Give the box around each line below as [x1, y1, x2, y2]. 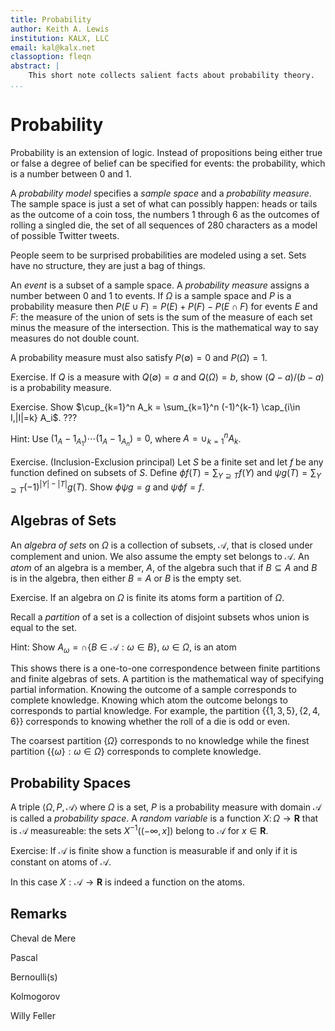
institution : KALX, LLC [10, 33, 110, 43]
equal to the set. [10, 621, 78, 633]
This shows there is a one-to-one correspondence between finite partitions [10, 662, 321, 675]
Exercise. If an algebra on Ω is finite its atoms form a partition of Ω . [10, 591, 285, 603]
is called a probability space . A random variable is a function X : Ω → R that [10, 812, 319, 825]
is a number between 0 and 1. [10, 167, 132, 180]
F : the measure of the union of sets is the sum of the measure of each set [10, 311, 313, 323]
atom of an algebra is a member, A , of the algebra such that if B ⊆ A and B [10, 561, 318, 573]
